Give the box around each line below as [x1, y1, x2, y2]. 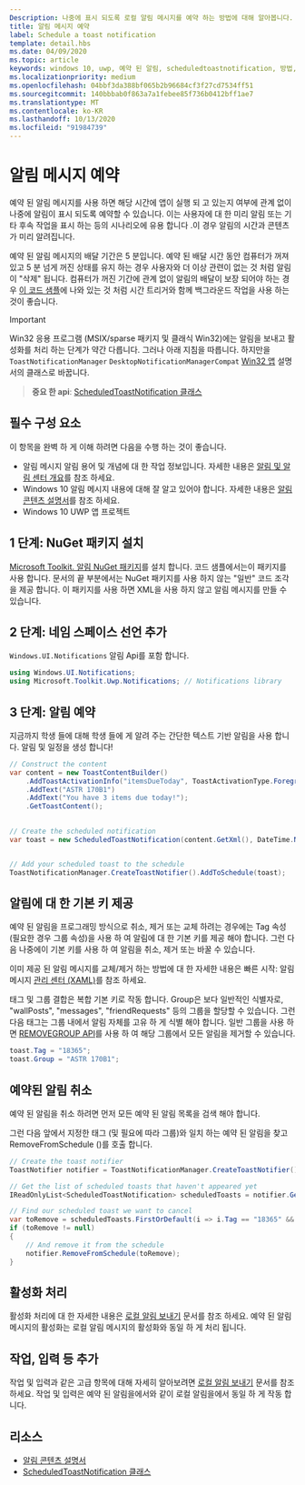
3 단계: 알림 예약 [9, 704, 96, 719]
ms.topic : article [9, 55, 79, 65]
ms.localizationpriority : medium [9, 73, 136, 82]
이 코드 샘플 [18, 284, 61, 296]
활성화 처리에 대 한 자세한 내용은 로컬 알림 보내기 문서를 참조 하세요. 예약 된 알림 [9, 1310, 292, 1321]
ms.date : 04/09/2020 [9, 47, 88, 56]
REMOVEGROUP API [18, 1028, 96, 1039]
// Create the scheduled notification [9, 827, 156, 837]
